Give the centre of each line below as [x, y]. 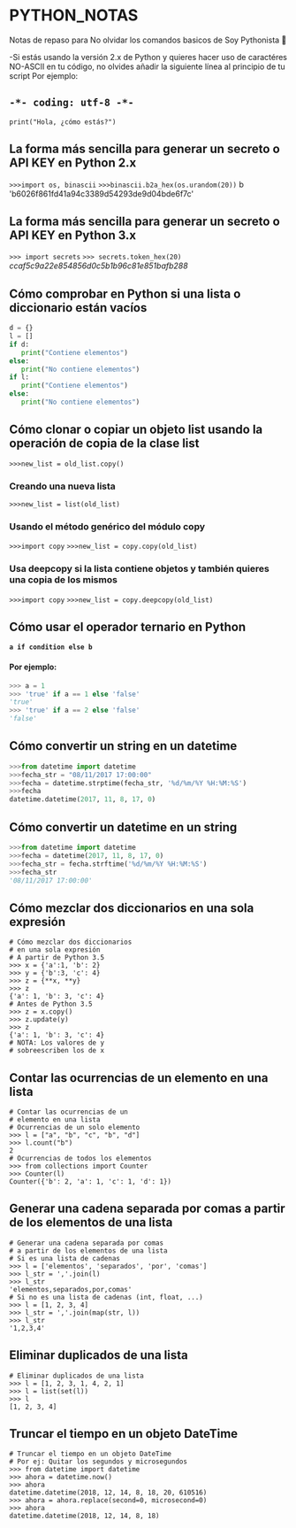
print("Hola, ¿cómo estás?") [63, 122]
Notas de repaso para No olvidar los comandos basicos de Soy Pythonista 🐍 [148, 40]
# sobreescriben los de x [57, 1051]
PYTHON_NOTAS [74, 15]
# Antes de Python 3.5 [51, 1004]
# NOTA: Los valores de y [57, 1043]
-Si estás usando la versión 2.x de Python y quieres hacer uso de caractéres [148, 57]
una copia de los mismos [63, 580]
